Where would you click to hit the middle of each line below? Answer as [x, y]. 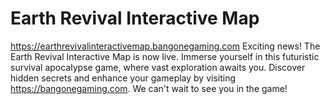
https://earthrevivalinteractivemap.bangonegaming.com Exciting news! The [165, 46]
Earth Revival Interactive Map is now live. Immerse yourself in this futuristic [165, 56]
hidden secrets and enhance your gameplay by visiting [123, 78]
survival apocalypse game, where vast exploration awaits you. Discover [158, 67]
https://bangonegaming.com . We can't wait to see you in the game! [149, 88]
